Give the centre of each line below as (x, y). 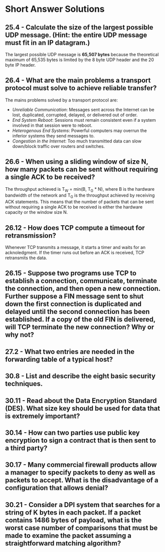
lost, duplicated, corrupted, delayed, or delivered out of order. (75, 115)
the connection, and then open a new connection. (83, 289)
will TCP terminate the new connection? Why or (80, 327)
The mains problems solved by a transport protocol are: (62, 100)
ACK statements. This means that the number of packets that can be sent (80, 202)
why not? (20, 335)
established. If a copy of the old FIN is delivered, (80, 320)
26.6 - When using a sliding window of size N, (77, 162)
